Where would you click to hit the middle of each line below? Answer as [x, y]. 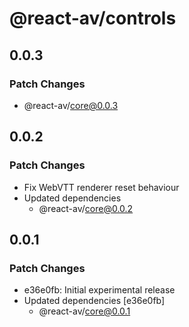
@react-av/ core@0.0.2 [86, 208]
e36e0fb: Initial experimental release [99, 290]
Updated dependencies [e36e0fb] [94, 301]
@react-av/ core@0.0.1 [84, 311]
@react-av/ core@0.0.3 [71, 105]
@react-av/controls [93, 18]
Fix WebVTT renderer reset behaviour [101, 187]
